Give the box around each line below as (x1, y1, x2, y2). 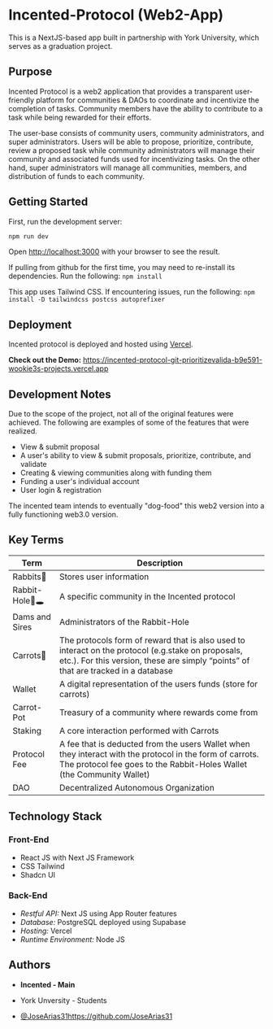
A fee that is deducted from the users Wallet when (59, 738, 250, 749)
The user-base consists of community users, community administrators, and (8, 128, 265, 137)
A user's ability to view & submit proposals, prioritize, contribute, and (19, 451, 252, 460)
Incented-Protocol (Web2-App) (8, 6, 224, 24)
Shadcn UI (19, 870, 55, 879)
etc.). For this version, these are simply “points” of (59, 655, 250, 666)
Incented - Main (19, 979, 76, 989)
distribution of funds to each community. (8, 171, 145, 181)
